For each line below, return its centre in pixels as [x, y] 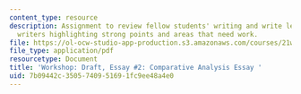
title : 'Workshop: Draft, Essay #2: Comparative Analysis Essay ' [136, 68]
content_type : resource [54, 17]
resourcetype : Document [54, 59]
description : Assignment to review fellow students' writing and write [146, 26]
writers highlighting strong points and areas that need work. [138, 34]
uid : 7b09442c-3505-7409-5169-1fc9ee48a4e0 [92, 76]
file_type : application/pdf [62, 51]
